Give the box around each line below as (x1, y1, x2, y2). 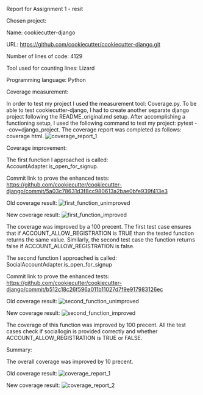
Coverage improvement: (6, 144, 67, 152)
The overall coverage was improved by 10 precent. (6, 358, 134, 365)
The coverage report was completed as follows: (62, 126, 182, 133)
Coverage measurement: (6, 88, 69, 95)
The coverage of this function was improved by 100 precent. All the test (6, 321, 186, 328)
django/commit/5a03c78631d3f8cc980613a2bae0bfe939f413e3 (6, 188, 168, 194)
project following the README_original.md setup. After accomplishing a (6, 113, 186, 120)
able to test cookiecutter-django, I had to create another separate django (6, 106, 190, 114)
